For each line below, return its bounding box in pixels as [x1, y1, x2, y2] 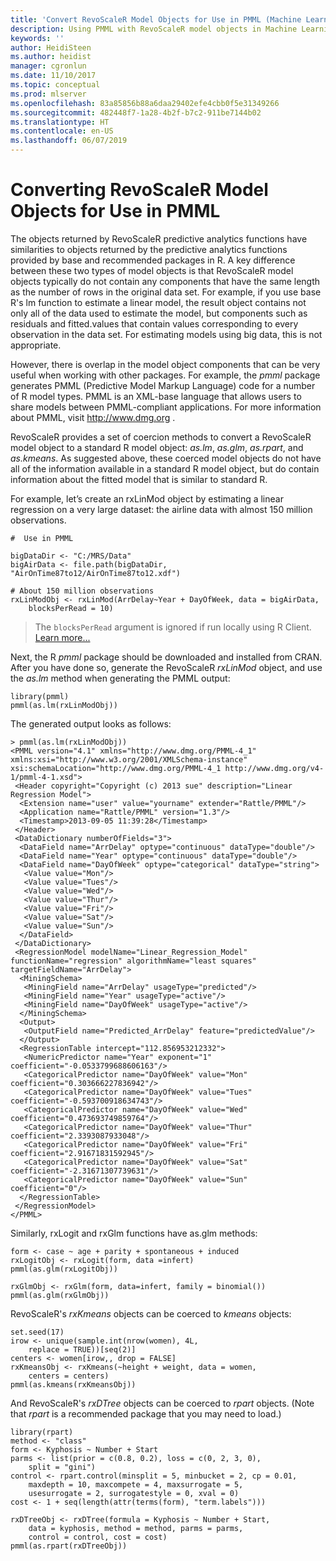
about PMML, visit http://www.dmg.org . [10, 411, 176, 423]
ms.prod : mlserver [10, 89, 87, 99]
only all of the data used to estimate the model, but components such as [10, 307, 308, 319]
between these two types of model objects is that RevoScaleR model [10, 264, 294, 276]
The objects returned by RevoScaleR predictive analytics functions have [10, 232, 308, 245]
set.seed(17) [10, 1327, 65, 1337]
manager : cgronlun [10, 61, 87, 71]
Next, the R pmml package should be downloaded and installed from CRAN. [10, 651, 323, 663]
